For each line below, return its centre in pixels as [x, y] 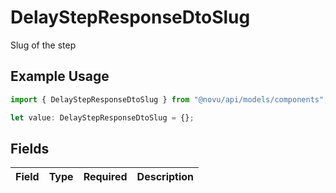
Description [165, 177]
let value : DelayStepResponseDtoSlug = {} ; [102, 117]
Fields [30, 148]
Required [105, 177]
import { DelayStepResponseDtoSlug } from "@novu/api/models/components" [167, 99]
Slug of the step [43, 45]
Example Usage [60, 76]
